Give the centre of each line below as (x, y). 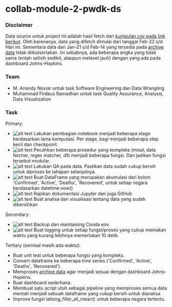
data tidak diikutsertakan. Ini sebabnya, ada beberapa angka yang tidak (81, 52)
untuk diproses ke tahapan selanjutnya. (54, 172)
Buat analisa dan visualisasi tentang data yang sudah (90, 199)
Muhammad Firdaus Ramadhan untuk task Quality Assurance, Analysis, (88, 94)
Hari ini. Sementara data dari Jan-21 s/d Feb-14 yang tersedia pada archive (85, 47)
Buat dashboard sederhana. (42, 283)
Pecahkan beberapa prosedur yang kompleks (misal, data (95, 150)
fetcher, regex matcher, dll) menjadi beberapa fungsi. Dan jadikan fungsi (89, 155)
